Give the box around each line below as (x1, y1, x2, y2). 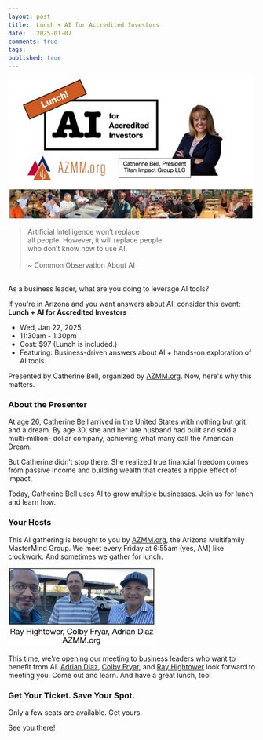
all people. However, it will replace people (27, 235, 163, 245)
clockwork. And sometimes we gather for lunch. (8, 552, 163, 561)
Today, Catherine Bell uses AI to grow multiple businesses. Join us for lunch (8, 489, 254, 498)
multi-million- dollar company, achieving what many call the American (8, 434, 234, 443)
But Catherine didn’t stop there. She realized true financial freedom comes (8, 457, 249, 467)
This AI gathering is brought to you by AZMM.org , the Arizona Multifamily (8, 534, 245, 545)
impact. (8, 474, 33, 483)
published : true (8, 54, 61, 62)
